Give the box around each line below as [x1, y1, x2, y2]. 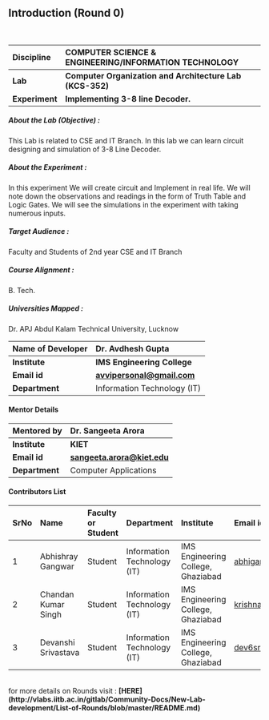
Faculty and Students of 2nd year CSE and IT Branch [8, 247, 183, 256]
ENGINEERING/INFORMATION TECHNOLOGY [65, 56, 239, 67]
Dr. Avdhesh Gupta [95, 343, 170, 354]
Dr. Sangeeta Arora [70, 424, 145, 436]
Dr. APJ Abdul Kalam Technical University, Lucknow [8, 324, 179, 333]
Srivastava [39, 647, 80, 658]
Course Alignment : [8, 265, 74, 275]
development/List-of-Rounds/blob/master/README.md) [8, 703, 201, 713]
